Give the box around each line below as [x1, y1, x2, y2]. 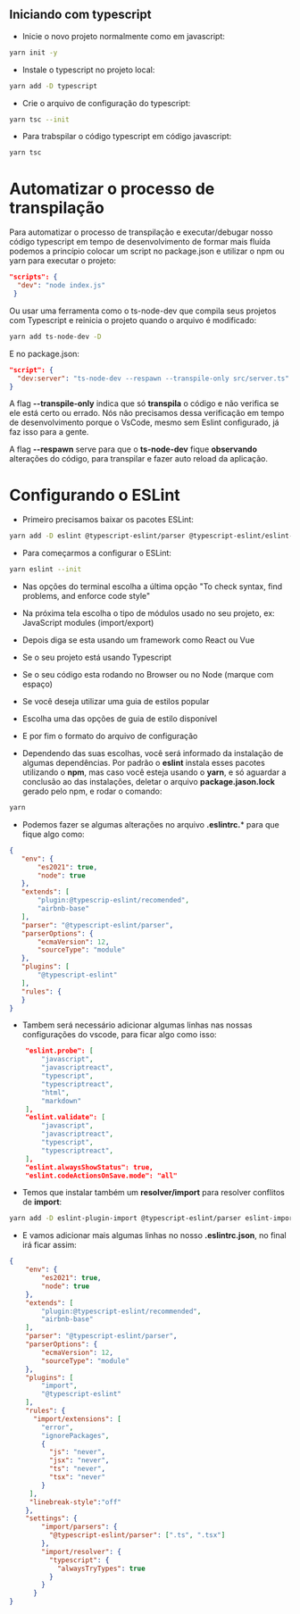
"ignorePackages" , [41, 1431, 110, 1440]
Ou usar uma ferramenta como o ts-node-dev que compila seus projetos [9, 305, 277, 316]
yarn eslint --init [9, 565, 82, 574]
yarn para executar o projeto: [9, 255, 117, 266]
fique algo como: [21, 828, 85, 839]
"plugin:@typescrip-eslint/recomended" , [37, 896, 190, 905]
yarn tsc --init [9, 115, 70, 124]
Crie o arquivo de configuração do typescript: [21, 97, 191, 108]
